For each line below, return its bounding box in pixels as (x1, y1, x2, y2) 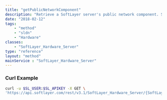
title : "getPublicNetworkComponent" (5, 7, 81, 12)
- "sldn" (14, 30, 32, 35)
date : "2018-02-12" (5, 16, 46, 21)
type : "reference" (5, 49, 43, 54)
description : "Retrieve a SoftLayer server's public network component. (5, 12, 159, 17)
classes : (5, 40, 23, 45)
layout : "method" (5, 53, 41, 59)
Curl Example (5, 75, 38, 82)
